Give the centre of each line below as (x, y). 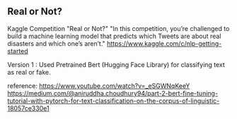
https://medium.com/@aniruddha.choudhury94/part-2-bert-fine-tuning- (112, 93)
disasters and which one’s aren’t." (57, 43)
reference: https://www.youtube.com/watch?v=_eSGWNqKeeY (99, 86)
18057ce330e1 (28, 108)
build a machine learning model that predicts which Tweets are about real (114, 36)
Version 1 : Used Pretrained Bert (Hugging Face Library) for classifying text (116, 64)
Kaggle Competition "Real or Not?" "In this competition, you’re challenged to (118, 28)
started (18, 51)
